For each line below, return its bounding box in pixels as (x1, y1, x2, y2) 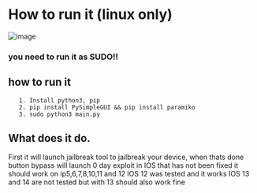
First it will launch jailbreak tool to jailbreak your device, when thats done (8, 152, 244, 162)
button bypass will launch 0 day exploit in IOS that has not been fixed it (8, 161, 239, 170)
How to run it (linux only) (8, 6, 173, 24)
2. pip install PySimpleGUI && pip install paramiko (18, 103, 196, 111)
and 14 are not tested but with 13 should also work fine (8, 177, 185, 187)
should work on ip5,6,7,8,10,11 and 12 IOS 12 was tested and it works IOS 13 (8, 169, 250, 179)
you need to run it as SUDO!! (8, 51, 119, 62)
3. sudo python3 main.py (18, 110, 101, 118)
